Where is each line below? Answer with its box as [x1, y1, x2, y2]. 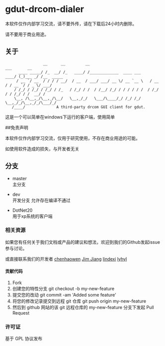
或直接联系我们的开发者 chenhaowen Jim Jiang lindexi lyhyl [5, 256, 127, 262]
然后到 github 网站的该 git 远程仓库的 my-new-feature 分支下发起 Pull [12, 305, 154, 311]
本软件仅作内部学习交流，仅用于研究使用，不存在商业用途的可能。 [5, 135, 140, 141]
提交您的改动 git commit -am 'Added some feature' [12, 292, 117, 298]
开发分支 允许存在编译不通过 [12, 197, 71, 203]
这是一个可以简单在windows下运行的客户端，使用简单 [5, 114, 115, 120]
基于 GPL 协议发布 [5, 336, 43, 342]
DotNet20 [12, 207, 33, 213]
